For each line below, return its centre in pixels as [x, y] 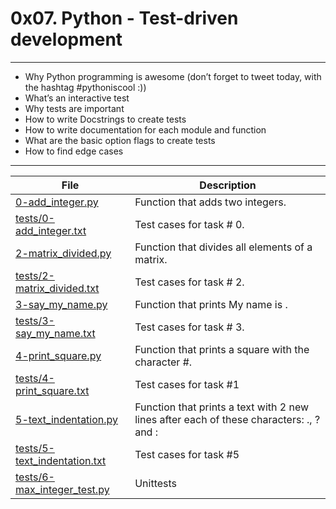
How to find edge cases [74, 151]
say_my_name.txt [55, 333]
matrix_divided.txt [57, 288]
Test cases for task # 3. [189, 327]
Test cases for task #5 [187, 454]
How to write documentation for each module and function [145, 129]
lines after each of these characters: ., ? [227, 419]
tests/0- [35, 218]
